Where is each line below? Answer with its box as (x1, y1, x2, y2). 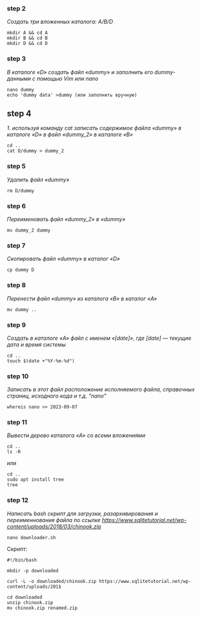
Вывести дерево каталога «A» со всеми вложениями (7, 432, 146, 439)
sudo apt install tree (7, 477, 64, 483)
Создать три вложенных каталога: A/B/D (7, 18, 114, 26)
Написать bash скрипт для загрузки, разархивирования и (7, 509, 158, 517)
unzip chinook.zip (7, 599, 53, 605)
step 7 (7, 241, 26, 250)
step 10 (7, 372, 29, 381)
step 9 (7, 320, 26, 329)
